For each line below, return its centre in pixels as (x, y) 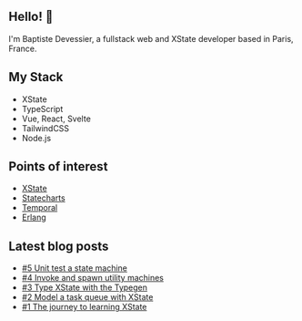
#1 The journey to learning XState (84, 307)
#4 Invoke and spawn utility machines (93, 278)
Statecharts (43, 198)
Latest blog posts (59, 246)
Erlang (34, 217)
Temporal (40, 208)
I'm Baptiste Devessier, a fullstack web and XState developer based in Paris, (151, 38)
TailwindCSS (45, 128)
